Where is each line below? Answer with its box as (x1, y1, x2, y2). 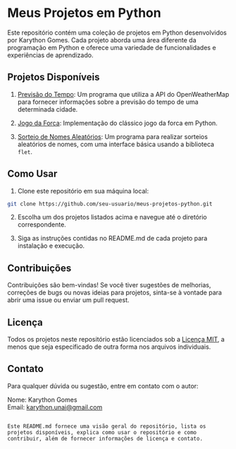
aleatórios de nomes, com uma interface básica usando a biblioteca (17, 140, 215, 148)
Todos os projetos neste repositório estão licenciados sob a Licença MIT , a (7, 335, 225, 344)
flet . (17, 147, 33, 156)
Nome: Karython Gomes (7, 395, 77, 404)
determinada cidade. (17, 104, 78, 114)
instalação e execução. (17, 241, 85, 250)
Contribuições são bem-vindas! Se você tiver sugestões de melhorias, (7, 281, 211, 289)
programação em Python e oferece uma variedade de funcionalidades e (7, 43, 216, 52)
